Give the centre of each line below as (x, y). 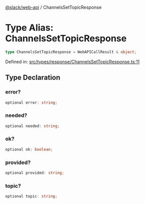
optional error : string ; (31, 103)
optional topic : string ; (31, 196)
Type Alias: (30, 28)
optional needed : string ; (32, 126)
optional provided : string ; (35, 173)
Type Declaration (33, 78)
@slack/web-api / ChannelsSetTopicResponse (54, 7)
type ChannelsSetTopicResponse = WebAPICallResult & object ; (71, 52)
